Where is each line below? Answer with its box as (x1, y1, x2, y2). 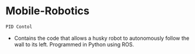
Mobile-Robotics (5, 4, 89, 18)
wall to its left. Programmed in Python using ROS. (14, 40, 135, 48)
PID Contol (5, 24, 33, 30)
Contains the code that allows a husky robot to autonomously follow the (14, 34, 190, 42)
